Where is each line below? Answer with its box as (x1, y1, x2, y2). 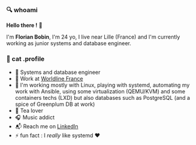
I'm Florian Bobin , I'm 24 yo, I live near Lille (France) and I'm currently (6, 33, 180, 41)
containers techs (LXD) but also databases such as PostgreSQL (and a (14, 94, 191, 101)
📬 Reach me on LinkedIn (14, 123, 78, 130)
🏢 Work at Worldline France (14, 75, 83, 82)
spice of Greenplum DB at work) (14, 100, 95, 108)
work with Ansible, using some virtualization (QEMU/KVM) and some (14, 87, 186, 95)
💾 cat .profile (6, 55, 45, 63)
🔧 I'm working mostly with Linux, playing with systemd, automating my (14, 81, 190, 88)
